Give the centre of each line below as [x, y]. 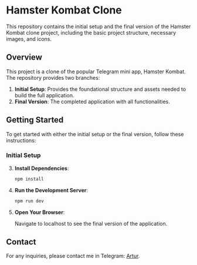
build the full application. [44, 95]
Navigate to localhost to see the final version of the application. [91, 223]
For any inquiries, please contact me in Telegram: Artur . [73, 256]
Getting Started [35, 120]
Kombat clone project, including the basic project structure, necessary [91, 32]
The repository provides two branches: [53, 77]
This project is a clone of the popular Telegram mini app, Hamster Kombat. [96, 72]
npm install [29, 179]
